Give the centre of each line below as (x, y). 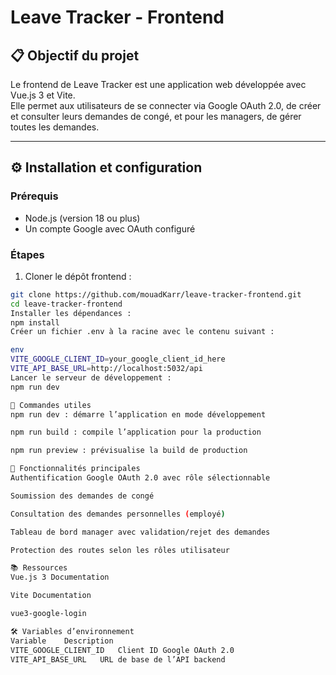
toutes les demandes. (55, 127)
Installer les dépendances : (71, 313)
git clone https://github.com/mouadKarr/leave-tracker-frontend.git (156, 294)
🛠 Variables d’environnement (72, 631)
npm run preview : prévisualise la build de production (129, 451)
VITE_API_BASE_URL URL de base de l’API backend (118, 659)
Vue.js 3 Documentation (60, 577)
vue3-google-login (48, 614)
